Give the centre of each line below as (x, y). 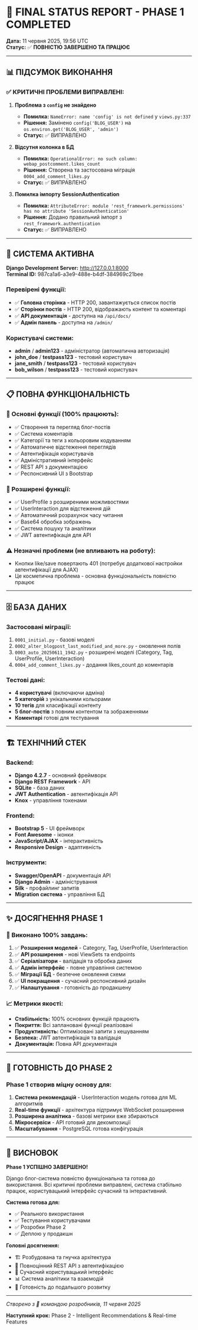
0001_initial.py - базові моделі (55, 640)
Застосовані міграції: (39, 627)
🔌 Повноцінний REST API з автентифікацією (69, 1266)
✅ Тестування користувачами (52, 1220)
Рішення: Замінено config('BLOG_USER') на (77, 123)
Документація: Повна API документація (66, 1043)
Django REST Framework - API (52, 781)
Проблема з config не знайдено (55, 105)
